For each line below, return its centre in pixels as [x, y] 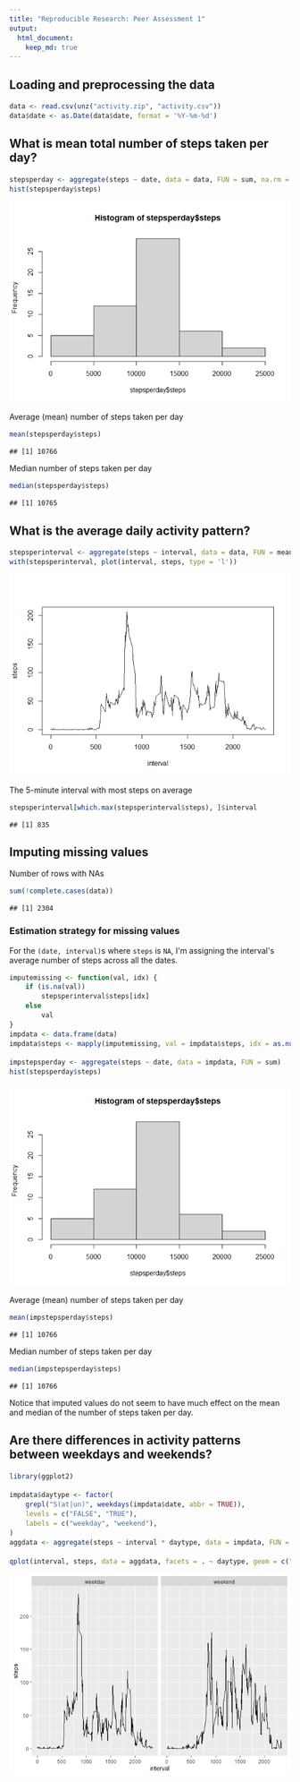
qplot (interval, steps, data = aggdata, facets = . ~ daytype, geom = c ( [150, 1561]
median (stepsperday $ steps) [59, 486]
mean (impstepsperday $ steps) [62, 1318]
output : [24, 28]
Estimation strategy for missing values [95, 931]
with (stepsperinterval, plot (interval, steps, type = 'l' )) [124, 561]
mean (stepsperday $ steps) [55, 434]
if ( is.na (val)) [56, 987]
